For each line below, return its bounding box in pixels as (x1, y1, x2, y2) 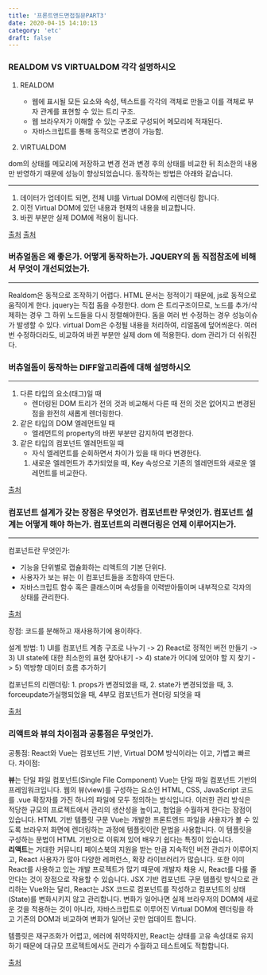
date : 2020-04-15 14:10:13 (8, 19, 98, 27)
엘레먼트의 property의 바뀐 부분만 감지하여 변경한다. (31, 428, 194, 438)
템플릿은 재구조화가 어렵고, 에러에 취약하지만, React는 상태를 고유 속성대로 (8, 931, 239, 940)
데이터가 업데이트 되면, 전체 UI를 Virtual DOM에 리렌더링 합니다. (19, 192, 220, 203)
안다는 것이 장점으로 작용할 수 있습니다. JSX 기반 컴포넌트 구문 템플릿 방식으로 (8, 874, 250, 884)
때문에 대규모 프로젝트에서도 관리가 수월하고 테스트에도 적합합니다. (22, 941, 229, 950)
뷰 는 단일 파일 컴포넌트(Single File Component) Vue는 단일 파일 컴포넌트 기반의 (8, 775, 257, 784)
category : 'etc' (8, 26, 62, 34)
